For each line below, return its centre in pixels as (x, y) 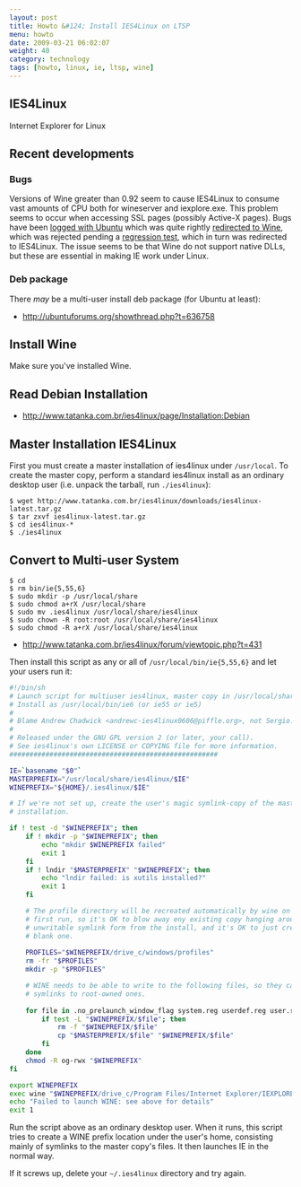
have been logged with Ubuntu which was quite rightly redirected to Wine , (146, 227)
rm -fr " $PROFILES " (62, 961)
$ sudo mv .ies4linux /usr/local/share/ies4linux (104, 612)
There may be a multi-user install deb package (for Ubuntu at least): (135, 299)
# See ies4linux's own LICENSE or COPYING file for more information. (144, 746)
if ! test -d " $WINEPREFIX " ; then (74, 828)
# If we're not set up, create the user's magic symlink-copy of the (142, 804)
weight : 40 (30, 51)
